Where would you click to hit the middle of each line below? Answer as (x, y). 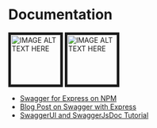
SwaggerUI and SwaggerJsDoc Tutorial (84, 115)
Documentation (61, 15)
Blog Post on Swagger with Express (78, 107)
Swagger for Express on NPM (68, 98)
